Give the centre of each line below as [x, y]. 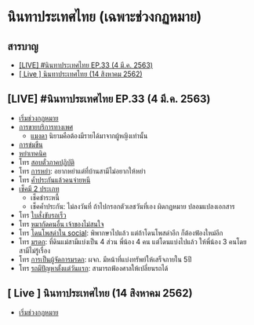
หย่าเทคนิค [33, 153]
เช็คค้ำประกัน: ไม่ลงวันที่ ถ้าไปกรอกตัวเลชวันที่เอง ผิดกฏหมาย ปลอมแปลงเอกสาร [133, 206]
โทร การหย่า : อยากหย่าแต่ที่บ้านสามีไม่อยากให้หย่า [82, 171]
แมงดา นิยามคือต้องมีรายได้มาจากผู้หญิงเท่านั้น [89, 135]
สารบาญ [23, 46]
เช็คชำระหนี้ [45, 197]
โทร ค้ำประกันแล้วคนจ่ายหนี [54, 180]
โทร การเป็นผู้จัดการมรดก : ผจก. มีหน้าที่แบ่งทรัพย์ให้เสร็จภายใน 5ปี [105, 259]
